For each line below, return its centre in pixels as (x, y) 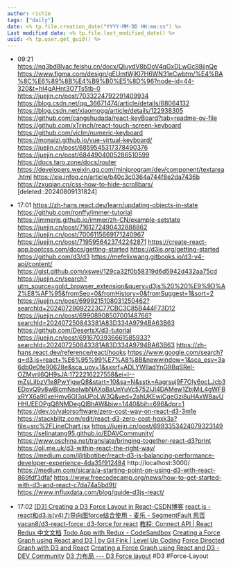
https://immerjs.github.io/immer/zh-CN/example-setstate (99, 220)
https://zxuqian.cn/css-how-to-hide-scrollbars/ (85, 184)
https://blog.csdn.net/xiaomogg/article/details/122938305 (100, 111)
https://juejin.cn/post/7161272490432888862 (82, 227)
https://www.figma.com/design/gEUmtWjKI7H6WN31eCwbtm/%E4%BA (120, 74)
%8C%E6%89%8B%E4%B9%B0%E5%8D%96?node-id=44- (106, 81)
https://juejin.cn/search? (52, 279)
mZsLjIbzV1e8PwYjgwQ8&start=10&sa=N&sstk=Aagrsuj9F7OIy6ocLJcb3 (121, 382)
